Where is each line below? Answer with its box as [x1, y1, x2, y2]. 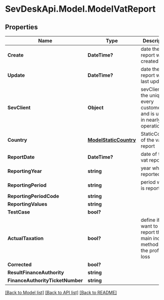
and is [141, 110, 155, 117]
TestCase [7, 209, 30, 215]
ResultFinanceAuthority [7, 269, 64, 276]
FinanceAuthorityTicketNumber [7, 277, 83, 284]
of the [141, 137, 155, 143]
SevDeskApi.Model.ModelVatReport [5, 3, 156, 15]
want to [141, 223, 158, 229]
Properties [5, 23, 38, 31]
